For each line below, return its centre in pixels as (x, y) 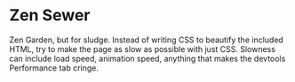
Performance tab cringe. (54, 68)
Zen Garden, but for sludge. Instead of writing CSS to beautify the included (147, 40)
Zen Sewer (50, 15)
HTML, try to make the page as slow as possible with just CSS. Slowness (142, 48)
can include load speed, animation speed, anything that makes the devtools (147, 58)
